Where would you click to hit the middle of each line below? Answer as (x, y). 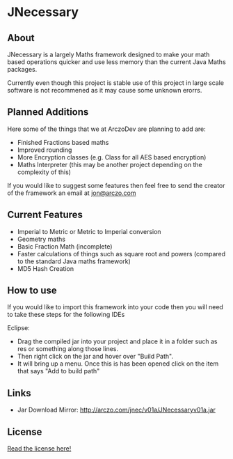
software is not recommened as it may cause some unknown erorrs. (105, 90)
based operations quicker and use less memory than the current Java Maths (116, 62)
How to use (32, 291)
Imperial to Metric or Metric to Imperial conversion (89, 231)
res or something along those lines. (68, 349)
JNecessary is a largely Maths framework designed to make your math (109, 54)
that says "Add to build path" (58, 371)
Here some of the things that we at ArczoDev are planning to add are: (107, 129)
